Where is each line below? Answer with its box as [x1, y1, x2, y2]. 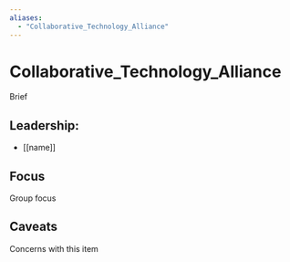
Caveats [9, 219, 57, 235]
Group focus [9, 193, 57, 204]
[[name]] [22, 142, 57, 153]
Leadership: [9, 118, 79, 133]
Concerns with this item [9, 243, 98, 254]
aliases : [9, 13, 43, 23]
